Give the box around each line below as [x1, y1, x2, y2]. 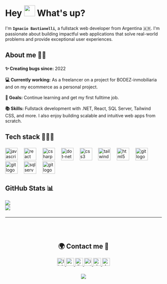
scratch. [5, 118, 22, 124]
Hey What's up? [5, 7, 85, 19]
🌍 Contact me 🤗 [58, 242, 109, 251]
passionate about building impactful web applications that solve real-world [5, 31, 158, 37]
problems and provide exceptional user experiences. [5, 36, 113, 42]
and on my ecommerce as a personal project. [5, 84, 98, 90]
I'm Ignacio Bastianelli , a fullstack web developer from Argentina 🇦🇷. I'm [5, 25, 160, 31]
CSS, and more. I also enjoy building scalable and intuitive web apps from [5, 113, 156, 119]
